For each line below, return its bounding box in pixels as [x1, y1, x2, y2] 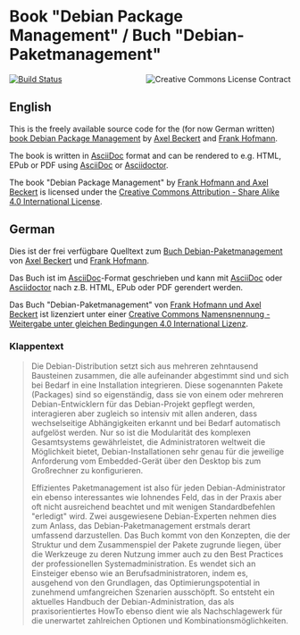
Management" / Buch [9, 25, 171, 46]
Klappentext [9, 340, 64, 353]
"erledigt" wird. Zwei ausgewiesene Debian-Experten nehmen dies [30, 511, 277, 522]
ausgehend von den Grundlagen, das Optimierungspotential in [30, 577, 261, 588]
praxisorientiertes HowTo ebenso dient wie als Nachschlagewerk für [30, 606, 283, 616]
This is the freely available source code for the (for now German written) [9, 123, 275, 134]
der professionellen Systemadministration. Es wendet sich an [30, 558, 256, 569]
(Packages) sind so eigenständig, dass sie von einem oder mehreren [30, 389, 284, 399]
